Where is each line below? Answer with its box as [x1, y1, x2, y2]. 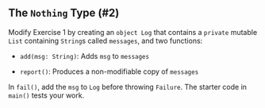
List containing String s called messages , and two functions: [8, 36, 203, 45]
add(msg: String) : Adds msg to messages [19, 51, 149, 60]
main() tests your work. [8, 91, 85, 100]
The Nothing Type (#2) [8, 6, 120, 20]
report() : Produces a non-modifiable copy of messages [19, 67, 199, 76]
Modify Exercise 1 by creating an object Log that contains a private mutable [8, 27, 258, 37]
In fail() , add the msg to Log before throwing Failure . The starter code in [8, 82, 248, 91]
